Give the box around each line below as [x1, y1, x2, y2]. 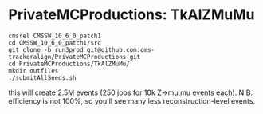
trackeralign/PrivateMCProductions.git [8, 53, 141, 61]
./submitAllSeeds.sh [8, 73, 77, 81]
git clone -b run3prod [8, 45, 84, 53]
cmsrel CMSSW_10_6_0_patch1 [8, 32, 102, 40]
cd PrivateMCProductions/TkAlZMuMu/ [8, 60, 130, 68]
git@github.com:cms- [86, 45, 155, 53]
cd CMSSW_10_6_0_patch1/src [8, 38, 102, 47]
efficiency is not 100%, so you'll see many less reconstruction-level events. [8, 96, 256, 105]
